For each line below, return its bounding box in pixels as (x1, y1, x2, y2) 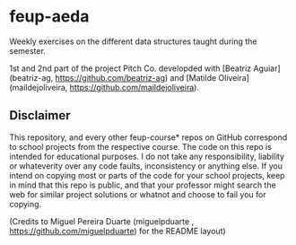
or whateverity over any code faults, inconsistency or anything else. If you (9, 160, 283, 171)
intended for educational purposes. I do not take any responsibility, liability (9, 151, 285, 162)
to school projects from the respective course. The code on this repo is (9, 141, 272, 152)
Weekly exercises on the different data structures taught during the (9, 36, 257, 47)
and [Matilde (170, 72, 217, 83)
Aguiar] (253, 63, 281, 74)
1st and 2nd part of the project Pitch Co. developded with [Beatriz (9, 63, 252, 74)
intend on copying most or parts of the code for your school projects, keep (9, 170, 285, 180)
